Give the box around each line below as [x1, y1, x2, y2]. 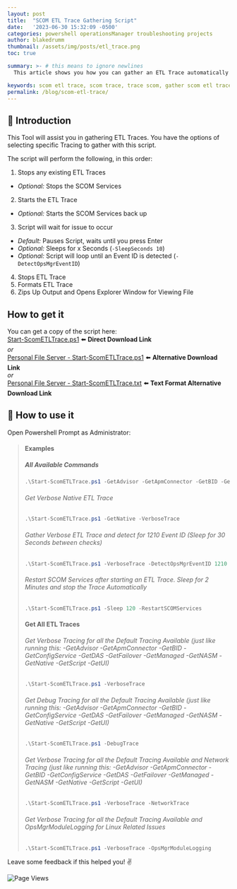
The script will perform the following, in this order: [7, 155, 153, 163]
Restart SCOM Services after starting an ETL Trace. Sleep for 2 [24, 575, 209, 584]
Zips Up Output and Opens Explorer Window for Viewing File [17, 288, 194, 297]
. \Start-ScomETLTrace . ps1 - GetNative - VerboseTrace [24, 515, 180, 523]
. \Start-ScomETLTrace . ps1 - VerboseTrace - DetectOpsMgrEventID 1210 [24, 560, 228, 567]
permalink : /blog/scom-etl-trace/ [7, 88, 109, 95]
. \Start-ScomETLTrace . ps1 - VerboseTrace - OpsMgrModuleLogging [24, 844, 212, 852]
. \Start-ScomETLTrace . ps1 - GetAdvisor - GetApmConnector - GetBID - [24, 478, 224, 485]
